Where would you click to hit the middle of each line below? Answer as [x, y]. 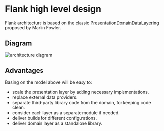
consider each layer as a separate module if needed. [66, 113]
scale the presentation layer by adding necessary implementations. [81, 92]
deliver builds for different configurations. [55, 118]
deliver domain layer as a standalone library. [57, 123]
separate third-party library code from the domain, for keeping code [82, 102]
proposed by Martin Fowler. [33, 27]
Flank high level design [53, 9]
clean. [19, 107]
